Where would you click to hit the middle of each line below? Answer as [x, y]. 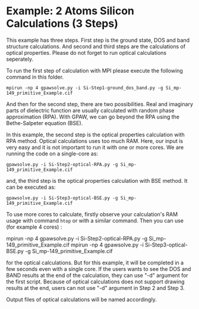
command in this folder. [35, 77]
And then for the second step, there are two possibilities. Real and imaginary [100, 104]
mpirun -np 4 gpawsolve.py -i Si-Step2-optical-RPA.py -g [77, 238]
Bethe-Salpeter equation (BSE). [45, 123]
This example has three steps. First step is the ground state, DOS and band [98, 40]
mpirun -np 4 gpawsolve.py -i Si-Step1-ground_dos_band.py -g [85, 88]
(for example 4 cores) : [34, 227]
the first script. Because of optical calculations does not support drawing [96, 282]
